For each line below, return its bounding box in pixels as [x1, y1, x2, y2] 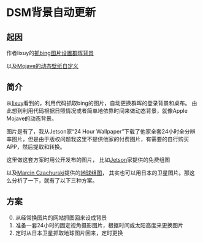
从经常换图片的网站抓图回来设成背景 [15, 214, 107, 221]
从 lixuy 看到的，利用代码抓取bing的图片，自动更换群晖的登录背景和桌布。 [6, 99, 191, 107]
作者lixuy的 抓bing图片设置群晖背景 [6, 50, 94, 56]
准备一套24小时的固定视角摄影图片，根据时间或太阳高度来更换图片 [15, 221, 184, 229]
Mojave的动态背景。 [6, 115, 57, 122]
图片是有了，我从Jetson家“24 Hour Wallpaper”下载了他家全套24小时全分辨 [6, 127, 196, 135]
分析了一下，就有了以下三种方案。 [11, 176, 98, 184]
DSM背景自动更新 [6, 6, 96, 20]
